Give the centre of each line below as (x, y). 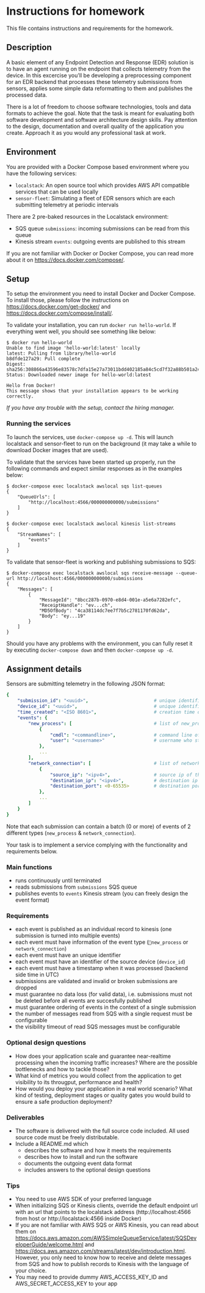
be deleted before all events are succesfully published (83, 1001)
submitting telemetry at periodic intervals (67, 205)
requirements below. (32, 851)
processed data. (27, 95)
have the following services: (42, 173)
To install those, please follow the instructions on (68, 300)
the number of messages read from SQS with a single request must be (104, 1014)
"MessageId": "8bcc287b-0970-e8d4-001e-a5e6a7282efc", (110, 600)
